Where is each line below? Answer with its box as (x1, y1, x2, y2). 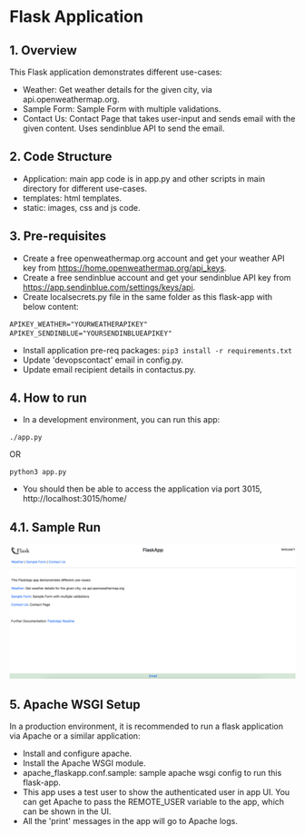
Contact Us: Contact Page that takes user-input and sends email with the (22, 114, 296, 124)
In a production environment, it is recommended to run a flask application (9, 721, 284, 732)
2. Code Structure (9, 149, 113, 164)
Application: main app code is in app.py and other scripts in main (22, 173, 266, 184)
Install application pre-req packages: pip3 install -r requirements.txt (22, 344, 293, 355)
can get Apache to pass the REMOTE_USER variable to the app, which (22, 797, 284, 808)
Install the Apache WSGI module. (22, 758, 147, 769)
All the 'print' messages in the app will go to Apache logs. (22, 816, 238, 827)
